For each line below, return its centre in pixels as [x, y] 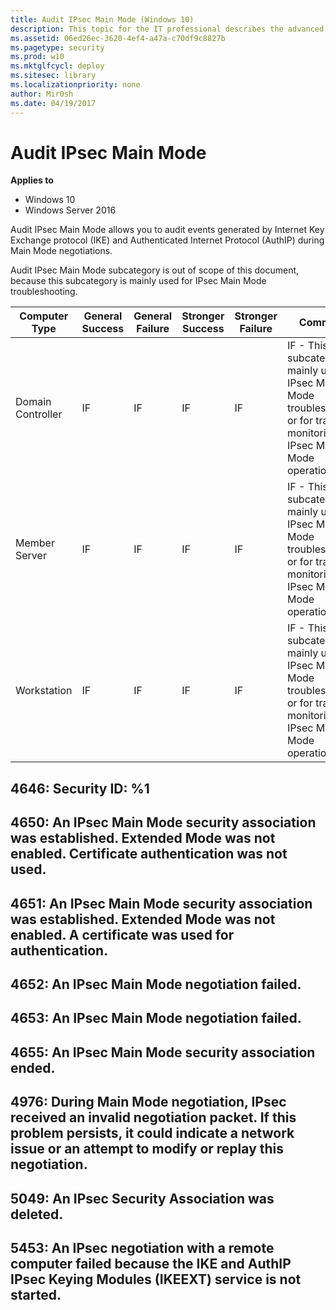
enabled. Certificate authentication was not [149, 854]
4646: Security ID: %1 [80, 788]
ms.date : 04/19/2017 [53, 103]
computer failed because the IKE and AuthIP [151, 1263]
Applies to [32, 180]
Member [35, 543]
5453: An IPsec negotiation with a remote [142, 1247]
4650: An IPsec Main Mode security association [163, 822]
